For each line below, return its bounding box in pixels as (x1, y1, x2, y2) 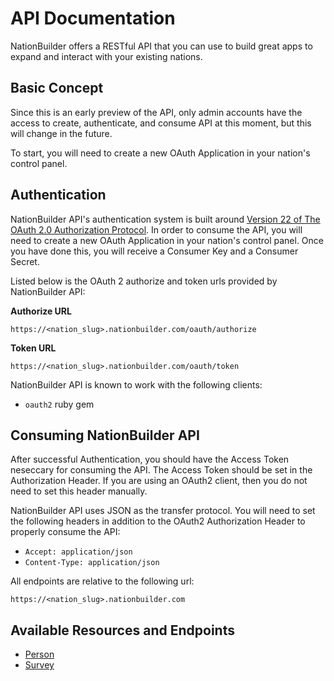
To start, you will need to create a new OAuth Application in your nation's (10, 147, 311, 159)
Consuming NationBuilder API (10, 427, 200, 444)
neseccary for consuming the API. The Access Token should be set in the (10, 464, 313, 476)
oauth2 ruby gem (24, 398, 95, 410)
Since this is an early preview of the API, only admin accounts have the (10, 106, 303, 118)
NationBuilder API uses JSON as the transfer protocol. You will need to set (10, 505, 316, 517)
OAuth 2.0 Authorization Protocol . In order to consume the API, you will (10, 223, 303, 236)
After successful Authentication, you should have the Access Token (10, 453, 290, 466)
